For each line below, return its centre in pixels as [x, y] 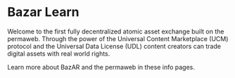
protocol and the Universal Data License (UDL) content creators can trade [114, 46]
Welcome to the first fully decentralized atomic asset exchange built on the [116, 31]
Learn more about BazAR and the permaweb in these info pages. [101, 67]
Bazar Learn [43, 12]
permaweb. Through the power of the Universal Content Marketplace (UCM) [118, 38]
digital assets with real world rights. [59, 54]
